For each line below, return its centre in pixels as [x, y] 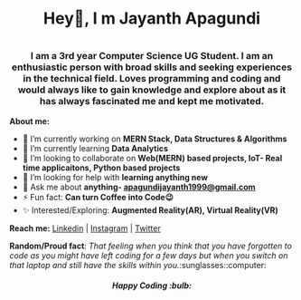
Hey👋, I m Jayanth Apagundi [152, 19]
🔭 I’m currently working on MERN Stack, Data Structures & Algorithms [155, 139]
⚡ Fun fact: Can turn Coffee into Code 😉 [98, 197]
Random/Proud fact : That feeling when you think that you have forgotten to [150, 246]
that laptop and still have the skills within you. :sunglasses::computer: [138, 265]
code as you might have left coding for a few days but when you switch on [149, 255]
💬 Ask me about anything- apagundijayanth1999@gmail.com [139, 187]
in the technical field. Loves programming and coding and [152, 79]
